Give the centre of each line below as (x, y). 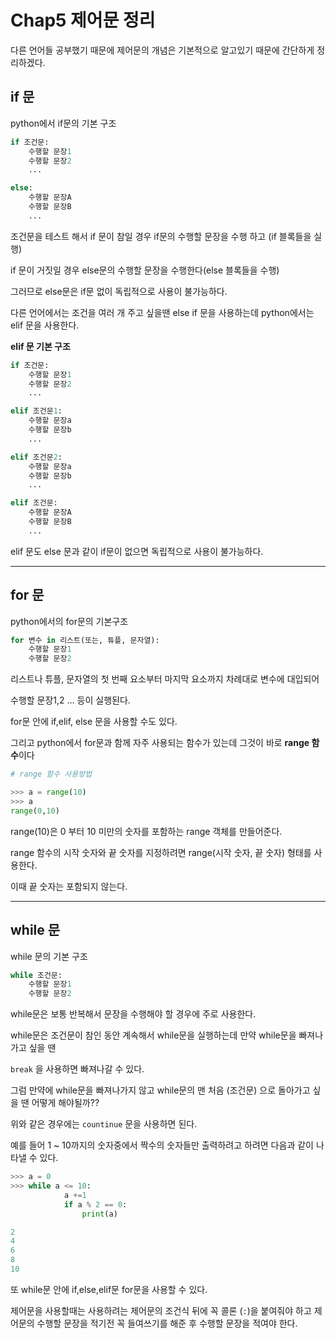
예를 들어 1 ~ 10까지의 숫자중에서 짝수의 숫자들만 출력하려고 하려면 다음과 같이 (162, 1145)
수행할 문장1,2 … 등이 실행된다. (70, 700)
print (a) (99, 1214)
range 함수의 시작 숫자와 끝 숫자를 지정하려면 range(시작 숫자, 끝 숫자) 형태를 (161, 852)
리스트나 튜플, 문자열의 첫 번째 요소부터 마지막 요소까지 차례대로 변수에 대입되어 (165, 679)
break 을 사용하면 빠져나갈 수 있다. (77, 1069)
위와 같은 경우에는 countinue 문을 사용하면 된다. (104, 1124)
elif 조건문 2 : (36, 457)
